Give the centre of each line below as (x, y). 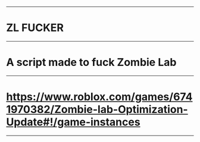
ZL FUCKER (35, 28)
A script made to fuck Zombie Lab (91, 62)
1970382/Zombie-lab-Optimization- (97, 110)
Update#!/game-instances (74, 122)
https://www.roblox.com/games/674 (99, 97)
